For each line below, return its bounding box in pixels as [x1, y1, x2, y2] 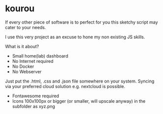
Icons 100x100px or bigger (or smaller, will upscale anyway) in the [12, 98, 146, 104]
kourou [5, 3, 35, 14]
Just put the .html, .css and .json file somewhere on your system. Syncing [5, 78, 155, 84]
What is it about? [5, 43, 39, 49]
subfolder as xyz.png [12, 103, 55, 109]
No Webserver [12, 68, 42, 74]
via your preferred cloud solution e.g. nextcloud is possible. [5, 83, 125, 89]
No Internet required [12, 58, 54, 64]
